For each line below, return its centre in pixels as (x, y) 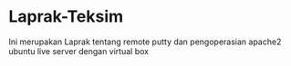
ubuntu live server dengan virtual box (79, 51)
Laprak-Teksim (66, 17)
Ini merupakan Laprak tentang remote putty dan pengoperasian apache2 (145, 42)
